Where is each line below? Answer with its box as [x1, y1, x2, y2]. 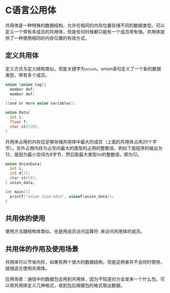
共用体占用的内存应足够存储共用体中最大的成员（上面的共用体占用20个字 [5, 139, 157, 145]
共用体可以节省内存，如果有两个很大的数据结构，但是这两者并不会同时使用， [5, 259, 165, 265]
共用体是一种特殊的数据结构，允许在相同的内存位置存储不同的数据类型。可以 [5, 22, 165, 28]
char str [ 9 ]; [10, 176, 37, 181]
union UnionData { [5, 161, 42, 166]
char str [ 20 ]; [10, 124, 39, 129]
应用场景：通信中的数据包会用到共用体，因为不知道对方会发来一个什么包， [5, 276, 160, 282]
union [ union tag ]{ [5, 82, 47, 87]
